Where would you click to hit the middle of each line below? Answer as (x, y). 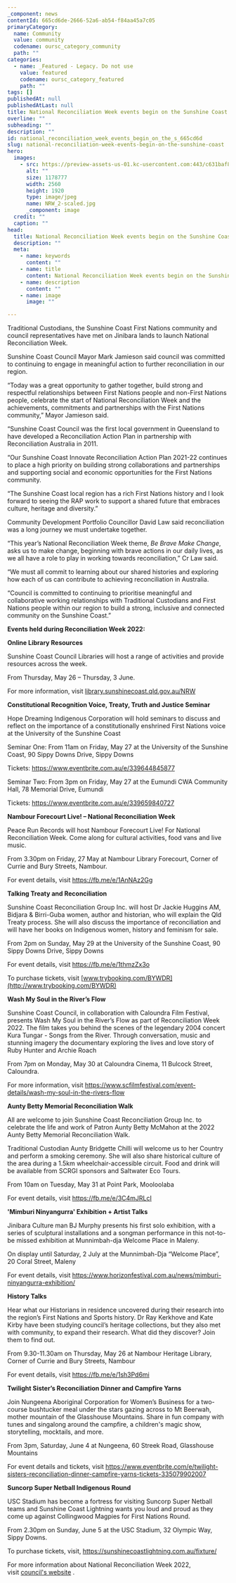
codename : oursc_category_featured (72, 79)
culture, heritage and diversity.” (53, 508)
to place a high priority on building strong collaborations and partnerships (114, 465)
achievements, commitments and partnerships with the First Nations (106, 408)
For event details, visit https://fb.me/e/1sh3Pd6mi (78, 1375)
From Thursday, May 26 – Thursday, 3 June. (71, 677)
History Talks (27, 1296)
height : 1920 (45, 191)
